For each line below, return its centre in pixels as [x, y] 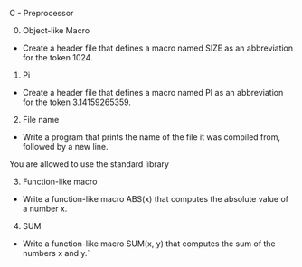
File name [41, 120]
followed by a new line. [65, 147]
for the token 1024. [57, 57]
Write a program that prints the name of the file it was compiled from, [151, 137]
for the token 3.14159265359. [76, 102]
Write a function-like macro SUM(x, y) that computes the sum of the [149, 244]
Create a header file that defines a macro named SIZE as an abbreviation [158, 48]
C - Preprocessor [42, 13]
